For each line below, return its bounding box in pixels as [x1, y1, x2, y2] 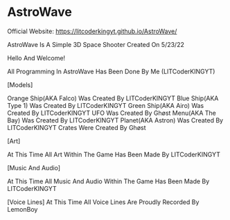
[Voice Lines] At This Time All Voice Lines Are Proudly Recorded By [7, 198, 200, 206]
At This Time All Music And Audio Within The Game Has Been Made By [7, 177, 210, 185]
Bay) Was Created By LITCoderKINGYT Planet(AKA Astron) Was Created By [7, 116, 224, 125]
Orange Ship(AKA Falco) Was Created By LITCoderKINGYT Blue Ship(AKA [7, 94, 219, 102]
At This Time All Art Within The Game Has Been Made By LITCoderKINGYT [7, 150, 220, 158]
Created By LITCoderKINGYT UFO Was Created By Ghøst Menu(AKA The [7, 109, 216, 117]
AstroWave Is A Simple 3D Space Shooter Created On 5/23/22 [7, 40, 185, 48]
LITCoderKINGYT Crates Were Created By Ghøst [7, 123, 147, 131]
